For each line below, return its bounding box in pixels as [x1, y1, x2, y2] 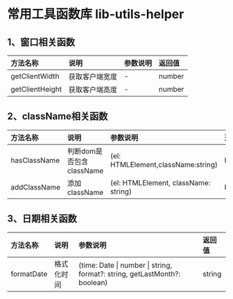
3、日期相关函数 [7, 213, 78, 225]
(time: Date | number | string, [78, 260, 173, 270]
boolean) [78, 277, 108, 287]
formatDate [10, 268, 48, 278]
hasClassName [10, 155, 60, 165]
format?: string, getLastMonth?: [78, 268, 181, 278]
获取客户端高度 [68, 85, 118, 94]
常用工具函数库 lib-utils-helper [7, 6, 184, 22]
